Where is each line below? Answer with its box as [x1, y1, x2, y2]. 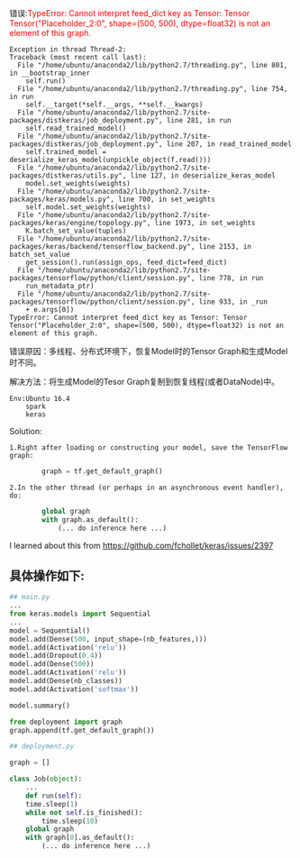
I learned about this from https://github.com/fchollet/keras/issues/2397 [9, 540, 274, 551]
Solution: [9, 426, 42, 436]
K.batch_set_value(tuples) [25, 226, 127, 235]
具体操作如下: [9, 568, 86, 583]
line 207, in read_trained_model [166, 140, 293, 149]
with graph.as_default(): [41, 515, 140, 525]
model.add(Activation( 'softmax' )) [9, 684, 140, 694]
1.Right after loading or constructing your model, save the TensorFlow [9, 443, 288, 452]
